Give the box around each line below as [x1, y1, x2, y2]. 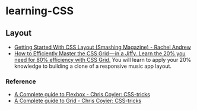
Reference [5, 77, 36, 86]
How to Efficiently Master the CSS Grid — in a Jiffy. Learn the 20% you [14, 50, 186, 57]
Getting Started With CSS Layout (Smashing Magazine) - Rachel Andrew [14, 43, 191, 51]
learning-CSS [5, 4, 74, 18]
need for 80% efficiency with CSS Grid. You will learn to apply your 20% [14, 56, 192, 63]
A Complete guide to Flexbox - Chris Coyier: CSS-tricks [14, 91, 151, 98]
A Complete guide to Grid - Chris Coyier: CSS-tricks [14, 97, 142, 105]
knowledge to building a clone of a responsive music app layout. [14, 62, 172, 70]
